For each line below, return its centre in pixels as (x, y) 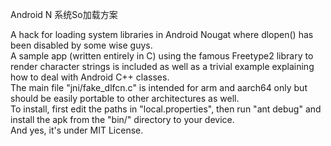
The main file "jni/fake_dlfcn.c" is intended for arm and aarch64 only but (159, 87)
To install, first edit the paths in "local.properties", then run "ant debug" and (166, 109)
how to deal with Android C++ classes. (90, 77)
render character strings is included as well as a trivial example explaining (162, 66)
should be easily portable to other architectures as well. (125, 98)
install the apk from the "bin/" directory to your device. (122, 119)
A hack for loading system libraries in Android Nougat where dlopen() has (162, 34)
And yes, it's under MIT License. (77, 130)
